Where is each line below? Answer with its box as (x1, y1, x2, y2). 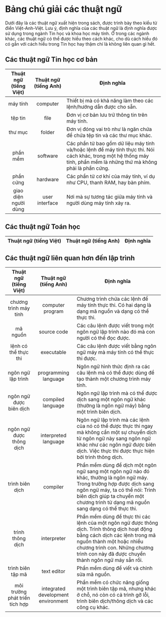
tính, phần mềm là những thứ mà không (66, 158, 157, 165)
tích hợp (9, 601, 29, 608)
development (38, 592, 69, 599)
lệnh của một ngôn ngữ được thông (76, 520, 158, 527)
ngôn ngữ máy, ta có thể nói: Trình (76, 486, 156, 493)
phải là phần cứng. (66, 165, 110, 172)
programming (38, 369, 69, 376)
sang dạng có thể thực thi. (76, 505, 137, 512)
